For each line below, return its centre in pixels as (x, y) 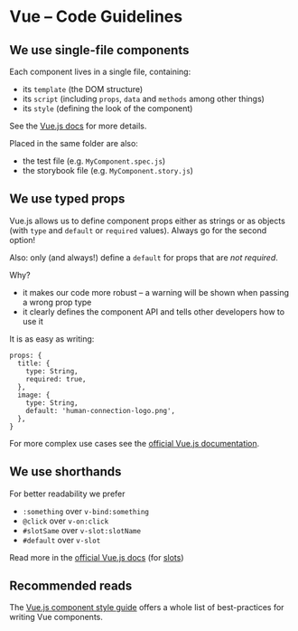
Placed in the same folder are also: (74, 143)
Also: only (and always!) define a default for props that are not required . (144, 257)
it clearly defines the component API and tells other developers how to (154, 311)
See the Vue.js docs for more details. (78, 126)
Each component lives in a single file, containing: (100, 71)
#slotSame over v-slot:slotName (82, 530)
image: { (34, 395)
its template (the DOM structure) (83, 89)
